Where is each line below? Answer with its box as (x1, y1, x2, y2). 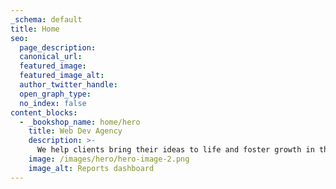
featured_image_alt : (19, 71, 105, 81)
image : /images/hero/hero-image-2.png (28, 154, 190, 164)
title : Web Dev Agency (28, 126, 123, 136)
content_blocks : (10, 107, 78, 118)
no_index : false (19, 98, 87, 108)
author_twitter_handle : (19, 80, 118, 90)
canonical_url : (19, 52, 83, 62)
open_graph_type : (19, 89, 92, 99)
